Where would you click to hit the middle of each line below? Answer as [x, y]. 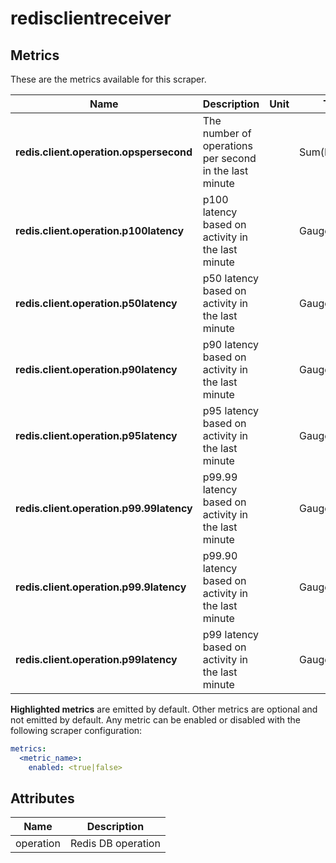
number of [227, 133]
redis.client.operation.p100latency [100, 230]
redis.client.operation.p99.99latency [104, 508]
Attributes [42, 798]
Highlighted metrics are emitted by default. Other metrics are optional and [164, 709]
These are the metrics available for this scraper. [108, 79]
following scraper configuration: [76, 730]
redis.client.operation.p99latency [96, 659]
